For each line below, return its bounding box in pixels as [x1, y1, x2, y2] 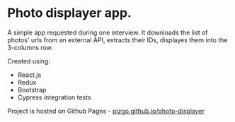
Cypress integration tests [17, 93, 91, 102]
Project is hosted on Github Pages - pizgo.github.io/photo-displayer [7, 106, 205, 115]
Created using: [7, 56, 51, 65]
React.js [17, 71, 42, 79]
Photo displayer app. [7, 5, 132, 21]
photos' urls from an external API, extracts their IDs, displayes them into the [7, 35, 228, 44]
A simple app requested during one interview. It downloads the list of [7, 28, 208, 37]
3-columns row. [7, 43, 53, 51]
